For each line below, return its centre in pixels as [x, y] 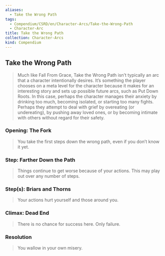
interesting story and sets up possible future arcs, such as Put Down [88, 91]
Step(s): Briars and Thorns [38, 189]
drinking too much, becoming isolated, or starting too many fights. [85, 101]
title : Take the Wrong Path [34, 33]
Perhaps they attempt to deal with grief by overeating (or [76, 107]
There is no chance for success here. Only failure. [69, 224]
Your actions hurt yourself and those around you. [68, 200]
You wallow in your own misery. [50, 248]
